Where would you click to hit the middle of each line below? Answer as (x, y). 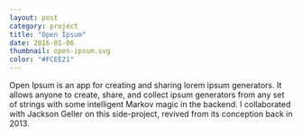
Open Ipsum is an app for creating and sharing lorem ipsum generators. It (146, 85)
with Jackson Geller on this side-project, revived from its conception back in (151, 114)
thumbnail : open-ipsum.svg (60, 51)
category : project (44, 26)
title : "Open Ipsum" (48, 34)
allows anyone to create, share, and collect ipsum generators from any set (147, 95)
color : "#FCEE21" (42, 59)
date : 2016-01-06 (42, 43)
